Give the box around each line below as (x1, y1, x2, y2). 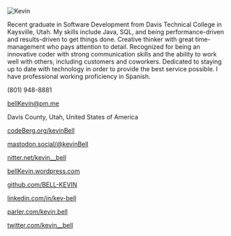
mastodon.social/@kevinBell (7, 140, 89, 148)
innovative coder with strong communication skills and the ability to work (7, 50, 217, 58)
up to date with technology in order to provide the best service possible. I (7, 65, 218, 73)
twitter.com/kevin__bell (7, 221, 73, 229)
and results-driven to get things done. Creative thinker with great (7, 35, 194, 43)
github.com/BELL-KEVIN (7, 181, 77, 189)
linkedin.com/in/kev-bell (7, 194, 77, 202)
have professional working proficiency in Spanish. (7, 73, 151, 80)
